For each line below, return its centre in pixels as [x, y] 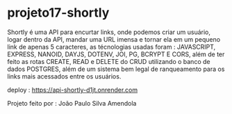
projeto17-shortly [58, 13]
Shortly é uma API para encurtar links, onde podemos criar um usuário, [109, 32]
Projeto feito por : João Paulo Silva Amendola [72, 103]
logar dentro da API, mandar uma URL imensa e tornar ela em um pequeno [114, 39]
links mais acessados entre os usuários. [64, 76]
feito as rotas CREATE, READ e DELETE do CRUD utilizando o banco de [109, 61]
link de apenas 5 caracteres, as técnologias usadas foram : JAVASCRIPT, [111, 47]
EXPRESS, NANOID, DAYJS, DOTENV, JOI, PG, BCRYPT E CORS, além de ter [116, 54]
